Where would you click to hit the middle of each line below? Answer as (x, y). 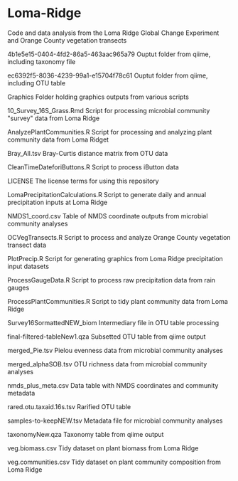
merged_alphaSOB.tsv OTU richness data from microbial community (107, 364)
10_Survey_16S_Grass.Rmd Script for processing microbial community (109, 110)
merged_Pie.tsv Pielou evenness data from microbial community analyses (115, 350)
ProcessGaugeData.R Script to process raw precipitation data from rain (111, 280)
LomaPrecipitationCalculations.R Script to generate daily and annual (107, 194)
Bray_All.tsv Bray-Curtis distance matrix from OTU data (88, 153)
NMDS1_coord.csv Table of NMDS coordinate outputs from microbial (108, 216)
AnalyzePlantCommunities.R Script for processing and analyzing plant (110, 132)
